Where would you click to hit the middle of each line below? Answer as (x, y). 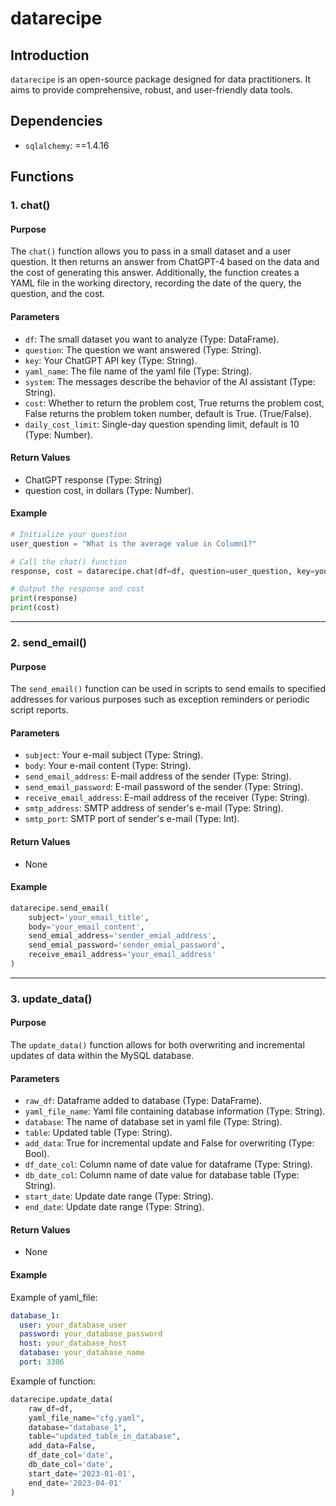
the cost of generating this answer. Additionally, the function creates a (155, 273)
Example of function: (53, 1381)
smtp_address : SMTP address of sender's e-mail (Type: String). (154, 808)
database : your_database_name (82, 1353)
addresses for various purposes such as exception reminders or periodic (160, 699)
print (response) (44, 598)
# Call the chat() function (69, 562)
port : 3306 (42, 1362)
